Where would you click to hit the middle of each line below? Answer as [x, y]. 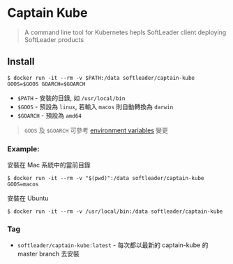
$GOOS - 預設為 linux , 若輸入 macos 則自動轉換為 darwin [95, 106]
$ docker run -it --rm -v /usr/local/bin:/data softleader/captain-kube [115, 211]
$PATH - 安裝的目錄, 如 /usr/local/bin [71, 98]
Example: [23, 148]
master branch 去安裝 [48, 254]
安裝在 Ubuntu [28, 198]
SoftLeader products [54, 39]
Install [21, 62]
